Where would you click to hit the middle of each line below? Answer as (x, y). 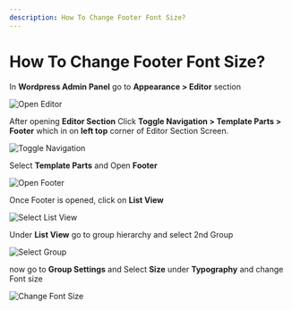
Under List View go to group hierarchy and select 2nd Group (121, 234)
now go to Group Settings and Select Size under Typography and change (146, 269)
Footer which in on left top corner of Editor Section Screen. (119, 130)
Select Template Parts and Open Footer (84, 165)
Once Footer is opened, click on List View (86, 200)
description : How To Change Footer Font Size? (98, 17)
